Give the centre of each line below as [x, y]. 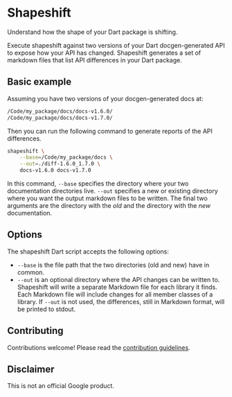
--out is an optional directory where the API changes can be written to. [118, 279]
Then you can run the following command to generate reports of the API [110, 131]
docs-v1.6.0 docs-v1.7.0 [55, 170]
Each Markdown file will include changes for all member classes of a [115, 294]
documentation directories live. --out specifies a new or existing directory [113, 191]
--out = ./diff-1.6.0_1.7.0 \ [60, 164]
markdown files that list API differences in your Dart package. [95, 60]
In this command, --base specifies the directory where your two [98, 184]
